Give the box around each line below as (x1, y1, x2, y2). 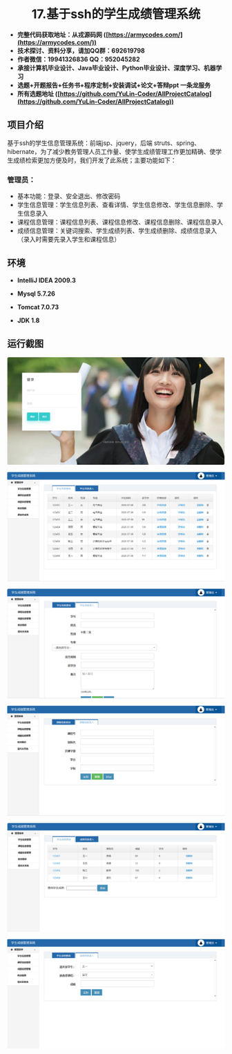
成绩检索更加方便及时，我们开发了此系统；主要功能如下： (12, 156, 177, 164)
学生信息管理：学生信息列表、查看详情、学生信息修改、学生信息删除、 (17, 201, 217, 209)
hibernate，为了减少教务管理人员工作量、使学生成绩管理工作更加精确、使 (7, 147, 216, 155)
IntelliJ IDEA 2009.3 (17, 276, 76, 284)
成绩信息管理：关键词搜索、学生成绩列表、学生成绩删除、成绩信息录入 (17, 227, 217, 235)
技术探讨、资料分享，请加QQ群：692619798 (17, 46, 145, 55)
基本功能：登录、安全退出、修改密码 (17, 192, 121, 200)
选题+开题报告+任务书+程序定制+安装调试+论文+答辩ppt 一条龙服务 (17, 81, 211, 89)
